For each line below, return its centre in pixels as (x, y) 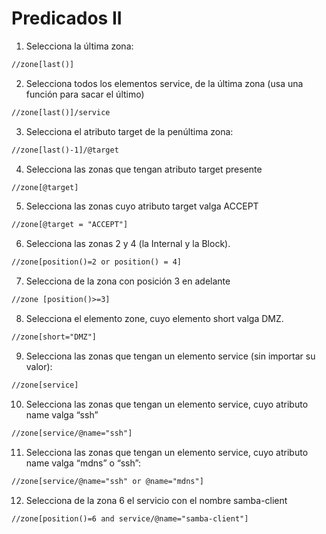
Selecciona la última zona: (79, 46)
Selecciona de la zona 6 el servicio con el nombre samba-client (156, 500)
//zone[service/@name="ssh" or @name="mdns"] (107, 481)
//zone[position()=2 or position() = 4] (97, 262)
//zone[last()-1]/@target (65, 150)
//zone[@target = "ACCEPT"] (70, 225)
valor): (39, 366)
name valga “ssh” (62, 414)
